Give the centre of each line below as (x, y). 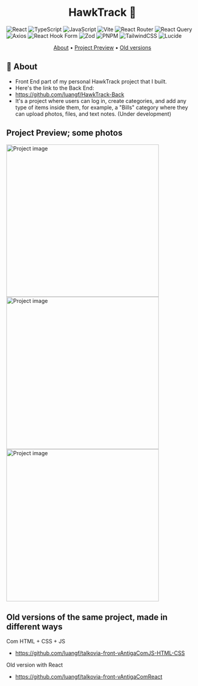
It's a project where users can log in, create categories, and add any (101, 101)
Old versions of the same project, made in (87, 617)
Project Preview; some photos (65, 133)
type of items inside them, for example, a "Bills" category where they (101, 107)
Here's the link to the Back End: (55, 88)
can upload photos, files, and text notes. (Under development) (93, 114)
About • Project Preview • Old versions (102, 48)
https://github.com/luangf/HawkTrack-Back (70, 94)
